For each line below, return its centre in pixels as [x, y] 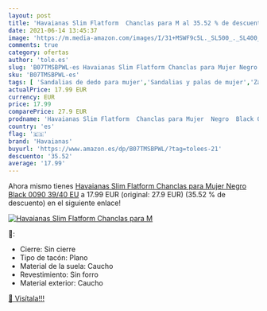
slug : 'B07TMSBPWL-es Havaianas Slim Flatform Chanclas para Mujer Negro [133, 68]
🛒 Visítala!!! [27, 298]
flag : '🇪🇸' [28, 134]
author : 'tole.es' [39, 60]
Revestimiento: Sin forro [59, 274]
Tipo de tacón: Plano [54, 258]
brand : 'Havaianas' [41, 141]
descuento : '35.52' [41, 156]
